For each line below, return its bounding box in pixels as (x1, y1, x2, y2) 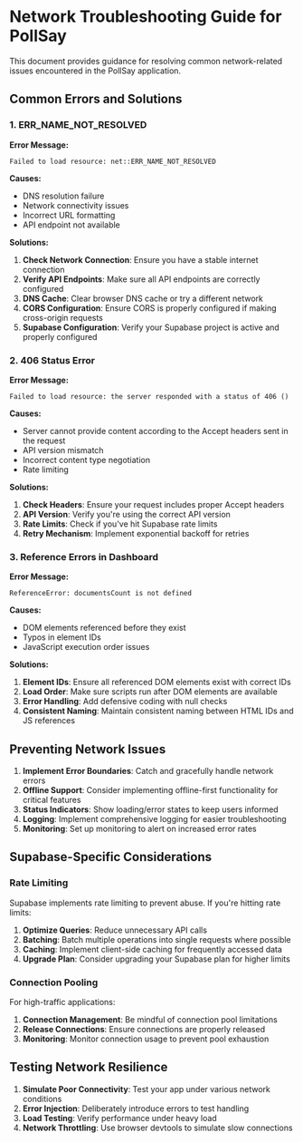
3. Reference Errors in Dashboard (9, 550, 159, 563)
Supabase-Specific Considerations (9, 849, 213, 865)
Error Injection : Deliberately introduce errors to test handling (22, 1103, 250, 1114)
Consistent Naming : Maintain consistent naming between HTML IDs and (22, 705, 294, 717)
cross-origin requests (22, 312, 104, 323)
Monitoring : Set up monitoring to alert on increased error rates (22, 823, 257, 835)
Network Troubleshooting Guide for (9, 6, 282, 27)
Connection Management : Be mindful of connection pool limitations (22, 1014, 278, 1025)
